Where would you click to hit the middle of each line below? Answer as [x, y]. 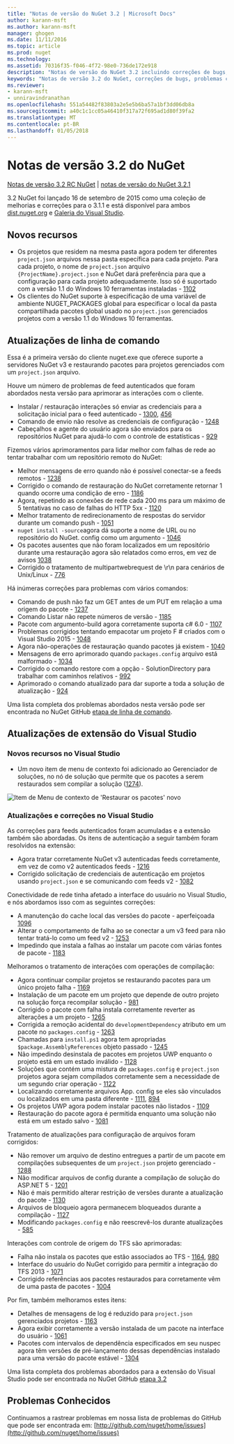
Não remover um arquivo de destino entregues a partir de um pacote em [121, 1155]
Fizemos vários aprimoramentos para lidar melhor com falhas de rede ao [111, 450]
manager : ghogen [31, 33]
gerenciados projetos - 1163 [57, 1320]
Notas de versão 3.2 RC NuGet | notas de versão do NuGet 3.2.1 [99, 184]
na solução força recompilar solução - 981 [78, 1002]
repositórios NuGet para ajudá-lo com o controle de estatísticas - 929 [117, 436]
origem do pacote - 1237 [53, 609]
